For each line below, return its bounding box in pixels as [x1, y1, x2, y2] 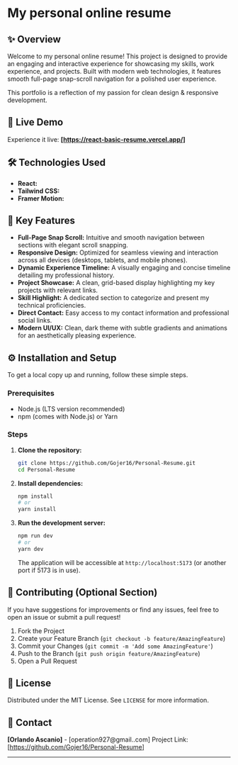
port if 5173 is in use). [17, 566, 81, 574]
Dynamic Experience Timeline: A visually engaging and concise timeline [17, 264, 231, 272]
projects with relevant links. [17, 286, 98, 295]
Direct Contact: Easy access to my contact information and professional [17, 308, 229, 317]
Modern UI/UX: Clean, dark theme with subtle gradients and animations [17, 324, 228, 333]
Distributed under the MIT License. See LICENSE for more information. [7, 696, 209, 705]
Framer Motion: [17, 194, 65, 203]
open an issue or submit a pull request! [7, 613, 121, 621]
